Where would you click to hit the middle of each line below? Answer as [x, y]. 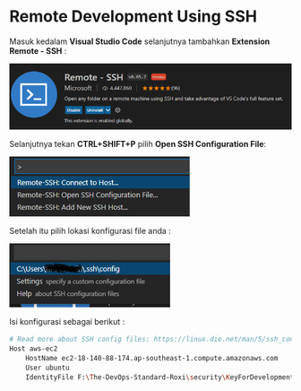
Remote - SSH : [38, 50]
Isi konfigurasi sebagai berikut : [67, 322]
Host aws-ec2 [34, 349]
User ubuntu [47, 368]
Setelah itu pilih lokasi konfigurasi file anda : [90, 231]
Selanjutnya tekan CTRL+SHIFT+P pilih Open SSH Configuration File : [138, 144]
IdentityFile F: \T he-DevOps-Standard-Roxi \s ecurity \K [128, 377]
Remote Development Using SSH [133, 17]
